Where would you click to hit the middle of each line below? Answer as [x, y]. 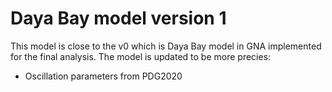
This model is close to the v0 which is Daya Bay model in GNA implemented [166, 46]
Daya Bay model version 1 [118, 18]
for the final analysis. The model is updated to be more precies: [141, 56]
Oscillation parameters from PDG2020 [103, 76]
